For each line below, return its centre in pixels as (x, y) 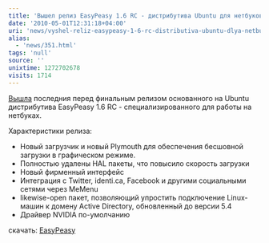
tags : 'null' (30, 53)
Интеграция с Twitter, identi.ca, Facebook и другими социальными (133, 180)
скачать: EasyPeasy (42, 230)
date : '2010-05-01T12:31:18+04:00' (68, 23)
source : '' (26, 61)
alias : (19, 38)
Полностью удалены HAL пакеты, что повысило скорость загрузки (134, 163)
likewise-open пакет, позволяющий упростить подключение (122, 197)
